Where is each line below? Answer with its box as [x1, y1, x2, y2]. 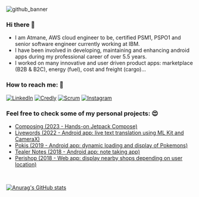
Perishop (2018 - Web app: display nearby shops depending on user [14, 154, 183, 161]
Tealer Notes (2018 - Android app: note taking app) [14, 148, 141, 155]
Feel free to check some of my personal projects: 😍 [6, 109, 158, 118]
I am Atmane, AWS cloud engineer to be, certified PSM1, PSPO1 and [14, 34, 181, 41]
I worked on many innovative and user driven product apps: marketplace [14, 60, 194, 67]
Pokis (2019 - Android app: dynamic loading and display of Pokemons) [14, 141, 188, 149]
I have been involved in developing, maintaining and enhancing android [14, 47, 189, 54]
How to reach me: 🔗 [6, 81, 64, 89]
